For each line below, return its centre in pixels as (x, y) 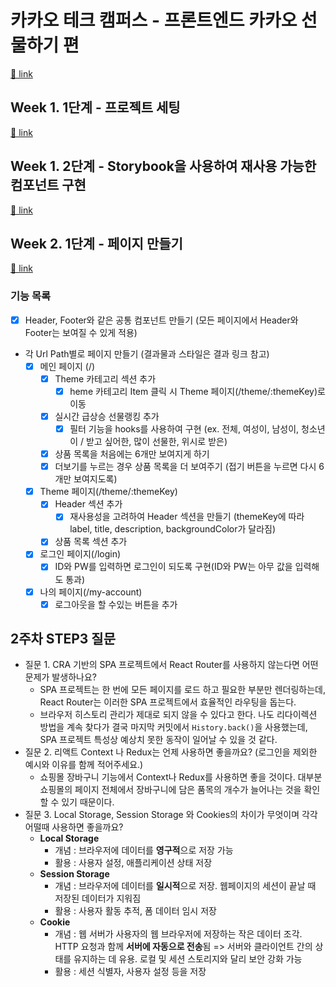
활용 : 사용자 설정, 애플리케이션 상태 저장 (133, 863)
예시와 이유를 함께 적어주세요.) (84, 765)
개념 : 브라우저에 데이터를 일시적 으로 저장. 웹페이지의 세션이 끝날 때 (185, 886)
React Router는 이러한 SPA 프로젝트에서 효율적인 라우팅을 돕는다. (168, 702)
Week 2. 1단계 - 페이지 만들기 (96, 243)
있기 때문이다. (88, 802)
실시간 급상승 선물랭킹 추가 (107, 416)
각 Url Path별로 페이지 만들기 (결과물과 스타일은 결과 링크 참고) (147, 353)
